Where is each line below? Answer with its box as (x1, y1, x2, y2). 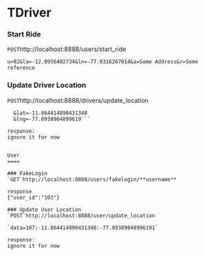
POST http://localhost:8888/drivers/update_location (7, 96, 149, 104)
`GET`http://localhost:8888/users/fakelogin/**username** (7, 176, 177, 183)
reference (7, 64, 36, 72)
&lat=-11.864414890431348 (13, 109, 88, 117)
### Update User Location (7, 206, 81, 213)
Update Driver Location (7, 81, 87, 90)
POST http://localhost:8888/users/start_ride (7, 45, 127, 53)
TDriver (7, 5, 52, 21)
